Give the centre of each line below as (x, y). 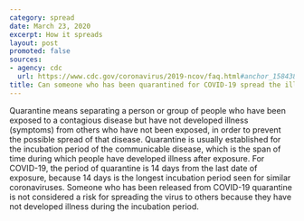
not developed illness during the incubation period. (104, 206)
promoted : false (40, 51)
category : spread (42, 18)
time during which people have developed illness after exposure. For (137, 158)
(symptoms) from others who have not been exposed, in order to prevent (145, 129)
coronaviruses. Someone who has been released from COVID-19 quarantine (151, 187)
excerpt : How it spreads (56, 34)
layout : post (34, 43)
